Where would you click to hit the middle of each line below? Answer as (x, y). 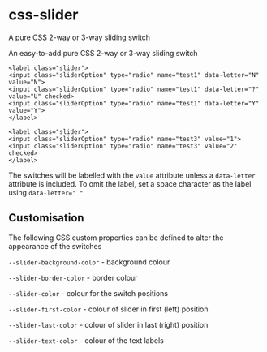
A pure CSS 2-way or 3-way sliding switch (80, 37)
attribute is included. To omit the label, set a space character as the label (130, 183)
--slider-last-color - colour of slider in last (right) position (108, 324)
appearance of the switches (55, 246)
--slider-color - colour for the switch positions (88, 293)
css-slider (43, 15)
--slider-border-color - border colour (73, 277)
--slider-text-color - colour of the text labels (86, 340)
